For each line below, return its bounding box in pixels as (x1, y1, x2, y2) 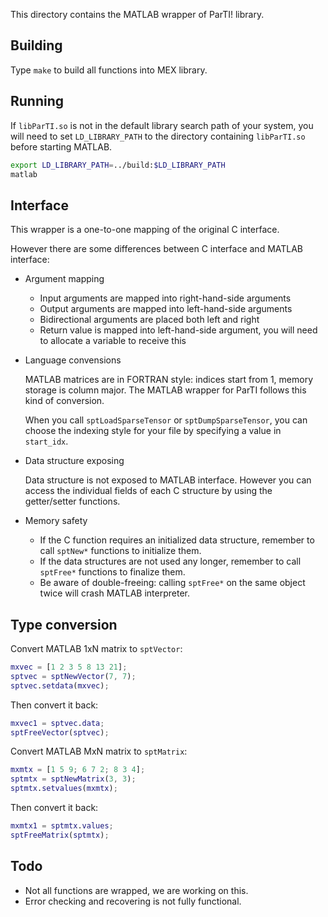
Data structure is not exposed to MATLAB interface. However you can (24, 474, 312, 486)
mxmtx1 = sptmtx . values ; (10, 821, 114, 831)
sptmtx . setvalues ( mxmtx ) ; (10, 784, 118, 794)
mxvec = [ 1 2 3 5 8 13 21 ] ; (10, 662, 128, 672)
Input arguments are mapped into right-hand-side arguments (39, 292, 292, 304)
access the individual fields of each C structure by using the (24, 485, 273, 497)
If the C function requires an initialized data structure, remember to (39, 534, 315, 546)
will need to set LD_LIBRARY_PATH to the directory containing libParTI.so (10, 130, 306, 142)
